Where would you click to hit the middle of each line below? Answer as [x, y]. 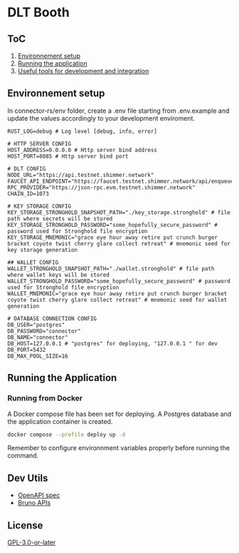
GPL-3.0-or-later [32, 542]
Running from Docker [45, 398]
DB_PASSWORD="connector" [44, 331]
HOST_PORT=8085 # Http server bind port [68, 156]
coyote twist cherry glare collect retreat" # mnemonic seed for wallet [117, 300]
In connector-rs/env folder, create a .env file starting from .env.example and [118, 111]
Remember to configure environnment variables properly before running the [118, 448]
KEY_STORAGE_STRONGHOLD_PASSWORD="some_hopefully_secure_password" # [113, 225]
